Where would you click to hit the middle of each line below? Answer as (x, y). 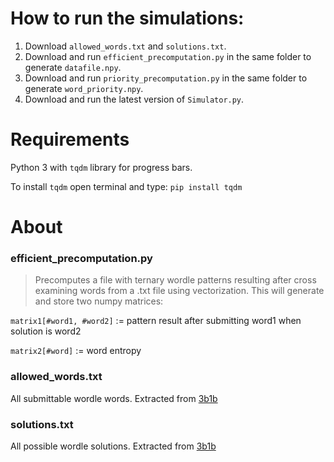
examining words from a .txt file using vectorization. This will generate (179, 291)
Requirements (70, 139)
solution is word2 (46, 331)
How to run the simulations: (127, 18)
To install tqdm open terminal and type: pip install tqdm (126, 186)
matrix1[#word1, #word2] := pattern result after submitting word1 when (156, 321)
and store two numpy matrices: (99, 301)
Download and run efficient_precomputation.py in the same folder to (168, 56)
